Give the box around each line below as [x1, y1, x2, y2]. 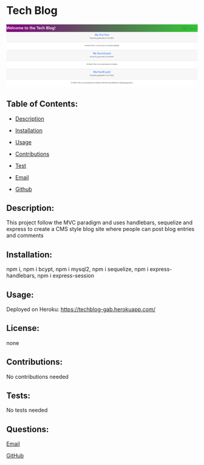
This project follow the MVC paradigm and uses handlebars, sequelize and [6, 219, 193, 226]
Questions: [6, 424, 49, 434]
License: [6, 323, 39, 333]
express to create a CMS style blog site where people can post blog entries [6, 226, 195, 233]
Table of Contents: [6, 99, 78, 109]
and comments [6, 232, 44, 239]
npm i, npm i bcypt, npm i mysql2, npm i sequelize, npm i [6, 266, 149, 273]
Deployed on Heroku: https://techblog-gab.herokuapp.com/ [6, 306, 156, 313]
